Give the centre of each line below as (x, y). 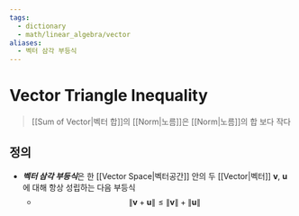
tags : (19, 18)
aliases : (26, 43)
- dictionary (42, 26)
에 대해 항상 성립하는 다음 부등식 (79, 187)
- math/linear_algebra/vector (74, 34)
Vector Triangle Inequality (109, 96)
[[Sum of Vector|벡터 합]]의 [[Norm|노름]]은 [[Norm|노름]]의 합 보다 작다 (161, 121)
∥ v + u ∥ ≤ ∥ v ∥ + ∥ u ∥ (165, 202)
